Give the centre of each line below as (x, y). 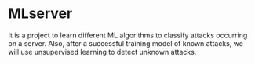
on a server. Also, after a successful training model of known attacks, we (126, 43)
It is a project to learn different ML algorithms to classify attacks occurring (128, 35)
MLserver (40, 14)
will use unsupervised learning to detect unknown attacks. (102, 52)
